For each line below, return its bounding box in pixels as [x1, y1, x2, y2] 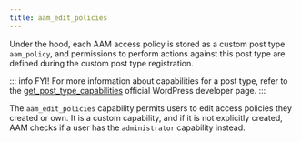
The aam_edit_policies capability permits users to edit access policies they [9, 102, 293, 114]
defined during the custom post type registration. [9, 57, 194, 68]
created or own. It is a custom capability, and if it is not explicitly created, [9, 112, 284, 123]
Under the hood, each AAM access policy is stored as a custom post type [9, 38, 286, 49]
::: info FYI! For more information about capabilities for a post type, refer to [9, 75, 288, 86]
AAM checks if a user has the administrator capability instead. [9, 122, 246, 133]
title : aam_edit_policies [9, 13, 107, 23]
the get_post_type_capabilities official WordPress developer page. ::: [9, 85, 266, 96]
